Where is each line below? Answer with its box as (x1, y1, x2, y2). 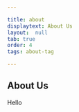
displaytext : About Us (7, 22, 73, 30)
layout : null (7, 29, 49, 36)
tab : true (7, 35, 36, 42)
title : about (7, 16, 45, 23)
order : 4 (7, 42, 33, 49)
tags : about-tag (7, 48, 54, 55)
